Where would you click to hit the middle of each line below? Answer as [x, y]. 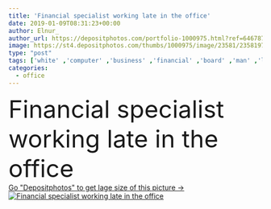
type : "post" [30, 53]
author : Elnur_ [34, 31]
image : [19, 46]
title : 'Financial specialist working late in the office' [110, 16]
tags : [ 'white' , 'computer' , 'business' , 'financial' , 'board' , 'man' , [133, 61]
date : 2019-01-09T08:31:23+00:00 [65, 23]
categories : [28, 68]
